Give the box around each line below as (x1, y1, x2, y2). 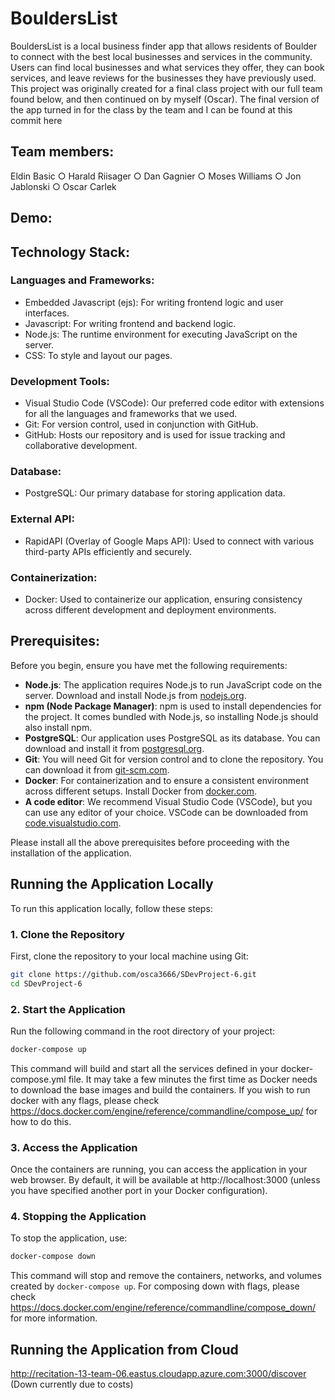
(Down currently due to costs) (10, 1378, 134, 1391)
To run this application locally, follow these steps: (10, 902, 213, 914)
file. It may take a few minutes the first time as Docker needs (68, 1073, 318, 1085)
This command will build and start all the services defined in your (10, 1062, 279, 1074)
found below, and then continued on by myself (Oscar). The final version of (10, 93, 320, 105)
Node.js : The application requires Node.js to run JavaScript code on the (24, 678, 323, 691)
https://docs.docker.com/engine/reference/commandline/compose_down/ (10, 1302, 317, 1314)
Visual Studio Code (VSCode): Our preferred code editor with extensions (24, 397, 325, 409)
